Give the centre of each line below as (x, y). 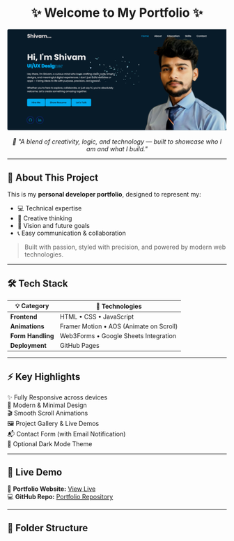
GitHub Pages (80, 346)
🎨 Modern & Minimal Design (47, 405)
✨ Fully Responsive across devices (57, 397)
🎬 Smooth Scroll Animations (48, 413)
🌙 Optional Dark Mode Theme (50, 443)
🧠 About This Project (53, 177)
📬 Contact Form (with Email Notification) (67, 434)
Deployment (28, 346)
